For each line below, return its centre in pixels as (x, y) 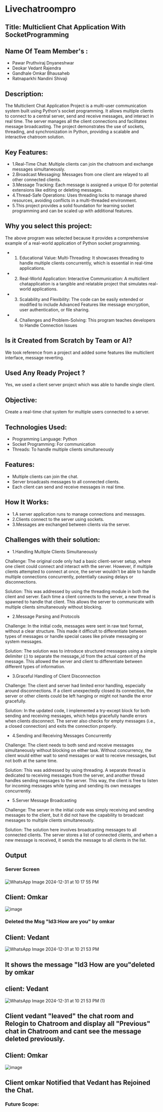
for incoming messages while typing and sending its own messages (73, 785)
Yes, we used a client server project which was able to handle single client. (80, 385)
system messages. (24, 641)
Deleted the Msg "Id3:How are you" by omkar (60, 921)
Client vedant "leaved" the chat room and (69, 1016)
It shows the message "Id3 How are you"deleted (80, 965)
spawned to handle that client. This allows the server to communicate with (80, 602)
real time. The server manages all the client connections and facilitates (76, 121)
